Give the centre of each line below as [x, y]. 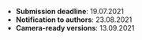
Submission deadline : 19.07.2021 [70, 11]
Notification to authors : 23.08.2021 [74, 20]
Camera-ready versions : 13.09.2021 [75, 28]
